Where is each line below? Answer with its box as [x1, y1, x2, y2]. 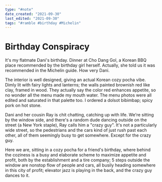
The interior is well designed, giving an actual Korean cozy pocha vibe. [5, 77, 146, 83]
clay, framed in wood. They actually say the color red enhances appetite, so [5, 87, 156, 93]
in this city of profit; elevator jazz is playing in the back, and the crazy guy [5, 168, 152, 173]
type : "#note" [5, 7, 34, 12]
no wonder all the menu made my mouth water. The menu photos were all [5, 92, 152, 98]
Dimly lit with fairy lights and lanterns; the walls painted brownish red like [5, 82, 150, 88]
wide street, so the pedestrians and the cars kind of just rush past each [5, 127, 147, 133]
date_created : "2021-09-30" [5, 12, 62, 16]
